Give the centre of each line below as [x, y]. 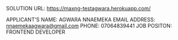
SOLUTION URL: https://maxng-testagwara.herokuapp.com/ [78, 8]
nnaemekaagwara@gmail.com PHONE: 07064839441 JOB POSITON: [89, 26]
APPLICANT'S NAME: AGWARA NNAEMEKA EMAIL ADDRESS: [81, 19]
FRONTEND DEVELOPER [36, 32]
